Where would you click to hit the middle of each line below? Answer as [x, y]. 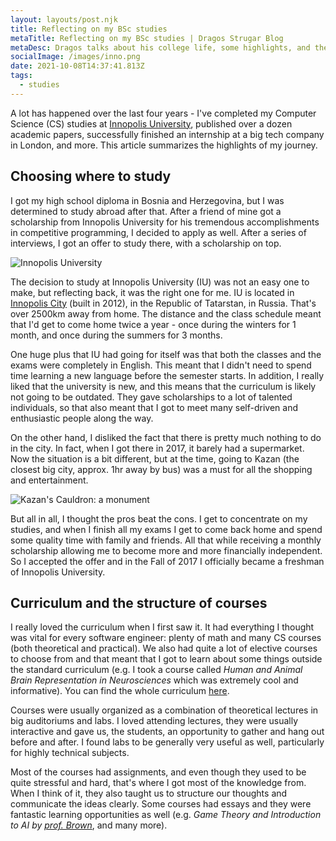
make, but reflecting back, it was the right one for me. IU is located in [152, 292]
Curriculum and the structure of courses [139, 602]
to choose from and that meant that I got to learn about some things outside [166, 659]
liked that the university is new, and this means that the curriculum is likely [163, 386]
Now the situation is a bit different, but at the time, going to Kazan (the [155, 458]
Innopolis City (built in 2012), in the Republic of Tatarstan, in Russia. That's [163, 303]
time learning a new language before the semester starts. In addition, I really [167, 375]
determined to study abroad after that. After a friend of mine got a [146, 211]
